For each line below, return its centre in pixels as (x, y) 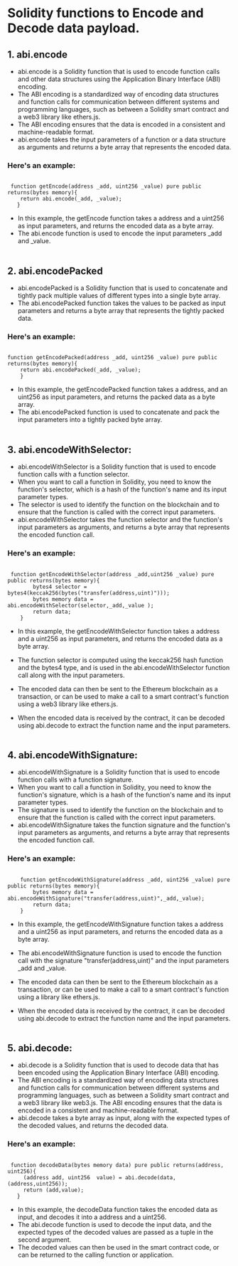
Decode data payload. (74, 28)
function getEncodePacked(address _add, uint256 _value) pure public (113, 358)
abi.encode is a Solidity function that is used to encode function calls (119, 71)
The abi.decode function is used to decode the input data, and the (114, 1224)
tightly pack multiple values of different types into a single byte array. (119, 296)
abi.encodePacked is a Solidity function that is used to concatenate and (123, 288)
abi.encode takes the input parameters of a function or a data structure (121, 139)
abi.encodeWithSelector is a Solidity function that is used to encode (117, 467)
